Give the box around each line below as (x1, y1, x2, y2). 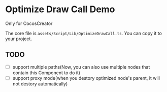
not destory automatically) (12, 80, 68, 87)
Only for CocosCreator (5, 20, 53, 26)
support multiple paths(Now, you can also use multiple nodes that (12, 64, 150, 70)
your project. (5, 36, 32, 42)
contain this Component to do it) (12, 70, 80, 76)
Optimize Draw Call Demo (5, 4, 115, 15)
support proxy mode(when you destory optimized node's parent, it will (12, 75, 160, 81)
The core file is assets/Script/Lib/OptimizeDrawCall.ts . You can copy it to (5, 30, 162, 36)
